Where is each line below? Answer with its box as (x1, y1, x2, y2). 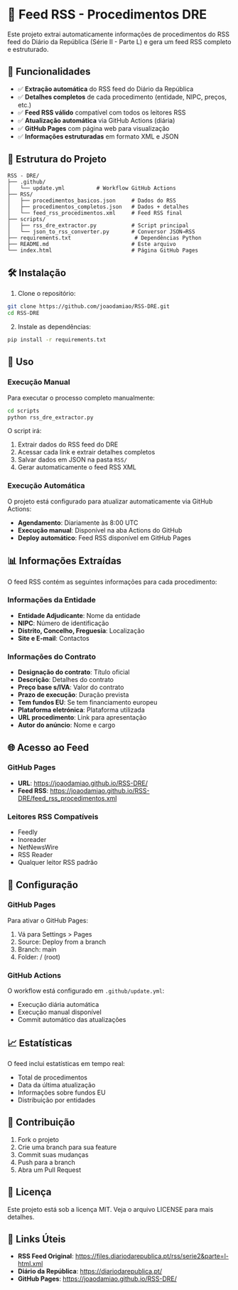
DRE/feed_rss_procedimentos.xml (17, 794, 117, 802)
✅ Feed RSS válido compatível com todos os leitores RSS (17, 108, 186, 117)
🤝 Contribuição (7, 1116, 75, 1129)
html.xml (17, 1259, 43, 1268)
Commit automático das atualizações (17, 1016, 126, 1024)
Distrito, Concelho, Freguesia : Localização (17, 626, 145, 635)
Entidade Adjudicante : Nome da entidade (17, 611, 141, 619)
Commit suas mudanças (17, 1150, 89, 1158)
